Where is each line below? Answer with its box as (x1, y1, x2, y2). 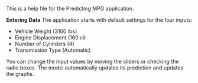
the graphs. (6, 71, 34, 77)
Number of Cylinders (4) (14, 41, 75, 47)
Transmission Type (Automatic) (14, 47, 91, 54)
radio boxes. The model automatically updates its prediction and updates (6, 64, 184, 71)
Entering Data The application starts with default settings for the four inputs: (6, 16, 193, 23)
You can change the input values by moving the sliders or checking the (6, 58, 179, 65)
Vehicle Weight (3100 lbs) (14, 28, 77, 35)
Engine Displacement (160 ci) (14, 34, 86, 41)
